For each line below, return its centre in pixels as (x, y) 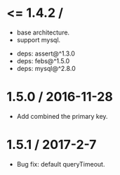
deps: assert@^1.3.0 (46, 53)
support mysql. (39, 39)
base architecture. (43, 32)
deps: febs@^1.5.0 (43, 60)
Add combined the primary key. (62, 116)
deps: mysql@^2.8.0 (46, 68)
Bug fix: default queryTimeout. (61, 164)
